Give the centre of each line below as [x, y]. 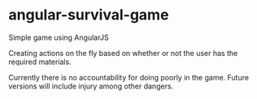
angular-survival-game [89, 15]
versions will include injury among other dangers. [91, 86]
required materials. [40, 62]
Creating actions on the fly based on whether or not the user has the [123, 53]
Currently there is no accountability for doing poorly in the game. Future [129, 77]
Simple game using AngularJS [59, 37]
